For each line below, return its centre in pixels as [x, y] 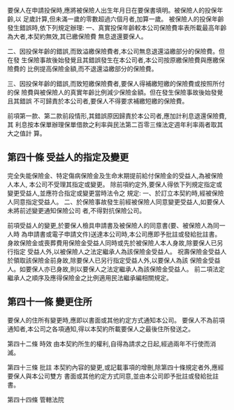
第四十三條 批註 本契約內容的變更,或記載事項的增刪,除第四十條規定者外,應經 [116, 367]
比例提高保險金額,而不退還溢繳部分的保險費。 [92, 69]
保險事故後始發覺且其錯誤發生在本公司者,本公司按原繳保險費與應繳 [123, 60]
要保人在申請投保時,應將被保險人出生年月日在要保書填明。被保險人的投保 [112, 10]
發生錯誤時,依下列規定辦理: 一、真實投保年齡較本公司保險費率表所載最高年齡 [117, 28]
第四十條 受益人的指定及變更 [68, 158]
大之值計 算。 [27, 133]
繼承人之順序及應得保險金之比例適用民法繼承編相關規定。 [90, 277]
